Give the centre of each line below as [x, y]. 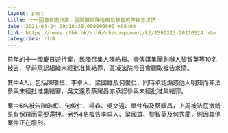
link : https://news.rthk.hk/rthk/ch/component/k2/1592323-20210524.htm [111, 33]
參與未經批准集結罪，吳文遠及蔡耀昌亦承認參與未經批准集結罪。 [97, 91]
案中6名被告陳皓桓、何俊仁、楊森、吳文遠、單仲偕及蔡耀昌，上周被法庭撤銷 [114, 106]
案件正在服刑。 [28, 123]
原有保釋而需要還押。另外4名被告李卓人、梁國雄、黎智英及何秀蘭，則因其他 [114, 114]
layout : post [26, 13]
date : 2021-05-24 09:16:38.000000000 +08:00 [72, 26]
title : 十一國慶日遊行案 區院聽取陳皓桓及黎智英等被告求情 [81, 20]
